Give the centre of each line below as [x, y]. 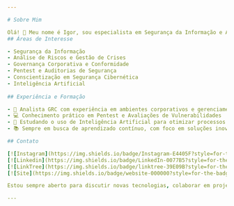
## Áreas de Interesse [40, 39]
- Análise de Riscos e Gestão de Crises [67, 58]
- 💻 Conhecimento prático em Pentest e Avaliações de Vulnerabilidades [114, 116]
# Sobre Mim [24, 19]
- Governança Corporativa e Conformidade [68, 64]
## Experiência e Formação [46, 97]
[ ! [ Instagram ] [28, 154]
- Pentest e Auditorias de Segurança [62, 71]
